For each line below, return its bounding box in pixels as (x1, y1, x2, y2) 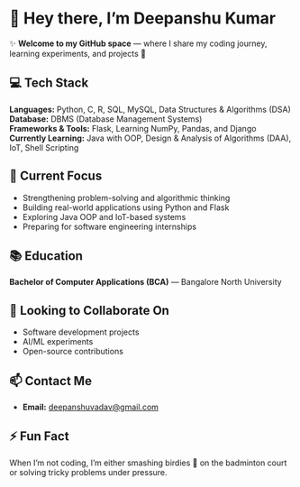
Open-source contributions (22, 346, 124, 357)
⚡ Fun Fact (9, 428, 69, 445)
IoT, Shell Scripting (9, 142, 79, 152)
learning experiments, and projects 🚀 (9, 48, 147, 59)
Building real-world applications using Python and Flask (22, 202, 230, 213)
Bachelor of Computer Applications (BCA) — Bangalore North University (9, 277, 282, 288)
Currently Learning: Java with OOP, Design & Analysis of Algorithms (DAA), (9, 133, 292, 143)
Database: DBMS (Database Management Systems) (9, 113, 203, 124)
